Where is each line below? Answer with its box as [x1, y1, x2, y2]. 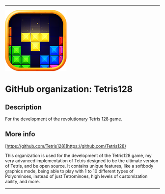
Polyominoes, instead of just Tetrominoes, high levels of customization [5, 173, 148, 179]
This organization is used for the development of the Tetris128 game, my [5, 152, 152, 158]
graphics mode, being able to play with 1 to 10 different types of [5, 168, 134, 174]
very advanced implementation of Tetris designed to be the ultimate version [5, 157, 159, 164]
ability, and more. [5, 178, 40, 184]
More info [5, 130, 35, 138]
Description [5, 103, 42, 111]
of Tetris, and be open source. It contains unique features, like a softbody [5, 163, 154, 169]
